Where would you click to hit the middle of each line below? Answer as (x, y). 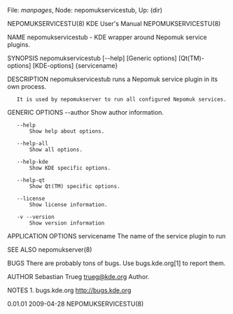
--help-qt (31, 180)
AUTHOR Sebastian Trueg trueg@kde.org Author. (78, 277)
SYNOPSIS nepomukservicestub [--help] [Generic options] (92, 58)
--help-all (33, 143)
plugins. (19, 44)
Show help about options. (67, 131)
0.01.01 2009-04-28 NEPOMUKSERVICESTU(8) (76, 304)
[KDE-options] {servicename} (75, 65)
